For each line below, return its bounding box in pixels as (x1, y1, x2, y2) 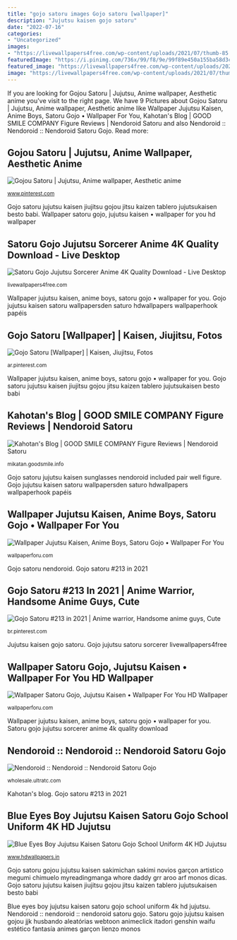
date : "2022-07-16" (7, 23, 65, 30)
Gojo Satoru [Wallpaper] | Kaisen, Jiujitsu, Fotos (7, 329, 223, 341)
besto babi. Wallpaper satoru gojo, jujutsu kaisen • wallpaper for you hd (7, 210, 216, 219)
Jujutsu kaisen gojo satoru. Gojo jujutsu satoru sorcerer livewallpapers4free (7, 641, 227, 649)
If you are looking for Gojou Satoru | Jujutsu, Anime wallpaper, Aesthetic (7, 89, 217, 97)
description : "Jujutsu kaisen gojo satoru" (7, 17, 138, 24)
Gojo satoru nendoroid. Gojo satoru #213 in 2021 (7, 564, 148, 573)
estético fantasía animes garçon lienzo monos (7, 924, 141, 933)
